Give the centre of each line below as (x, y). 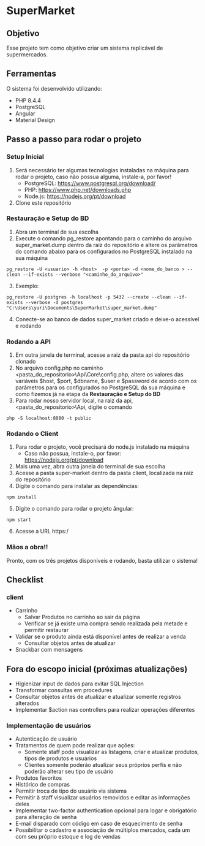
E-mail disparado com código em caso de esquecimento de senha (99, 824)
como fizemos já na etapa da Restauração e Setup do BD (88, 394)
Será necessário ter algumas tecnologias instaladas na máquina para (102, 170)
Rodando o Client (32, 434)
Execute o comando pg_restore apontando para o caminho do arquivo (103, 238)
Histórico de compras (43, 785)
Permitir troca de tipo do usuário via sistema (71, 791)
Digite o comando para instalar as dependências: (77, 486)
